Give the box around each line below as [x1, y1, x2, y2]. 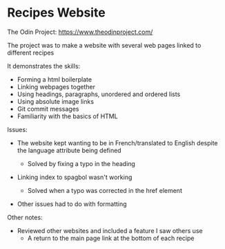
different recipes [7, 48, 55, 57]
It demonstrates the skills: [7, 62, 81, 70]
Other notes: [7, 213, 43, 221]
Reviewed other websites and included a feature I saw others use [17, 226, 203, 234]
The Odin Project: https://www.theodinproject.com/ [7, 28, 153, 36]
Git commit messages [17, 104, 79, 113]
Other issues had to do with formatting [17, 199, 127, 208]
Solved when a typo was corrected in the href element [27, 186, 183, 194]
